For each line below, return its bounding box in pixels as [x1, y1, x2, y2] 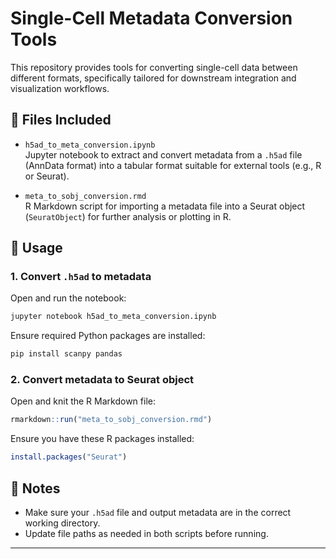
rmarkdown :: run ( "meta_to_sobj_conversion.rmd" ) [10, 415, 213, 425]
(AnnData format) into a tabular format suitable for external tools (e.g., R [24, 159, 322, 171]
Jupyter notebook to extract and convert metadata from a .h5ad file [24, 148, 303, 161]
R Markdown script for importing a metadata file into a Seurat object [24, 200, 306, 212]
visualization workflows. [10, 82, 110, 94]
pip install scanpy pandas [10, 349, 123, 359]
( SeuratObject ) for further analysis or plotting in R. [24, 210, 232, 222]
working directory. [24, 517, 101, 529]
